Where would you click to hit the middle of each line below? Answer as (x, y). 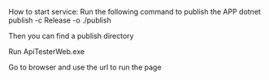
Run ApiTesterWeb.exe (47, 51)
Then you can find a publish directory (71, 36)
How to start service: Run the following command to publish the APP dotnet (135, 12)
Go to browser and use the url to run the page (85, 67)
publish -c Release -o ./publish (60, 20)
